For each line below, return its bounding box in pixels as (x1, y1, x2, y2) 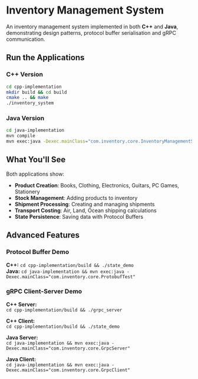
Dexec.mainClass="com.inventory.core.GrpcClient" (6, 367, 131, 373)
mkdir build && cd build (6, 89, 67, 95)
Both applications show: (6, 170, 65, 177)
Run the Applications (6, 52, 85, 62)
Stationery (14, 188, 40, 195)
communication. (6, 35, 45, 42)
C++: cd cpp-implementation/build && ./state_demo (6, 261, 134, 268)
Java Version (6, 114, 45, 123)
